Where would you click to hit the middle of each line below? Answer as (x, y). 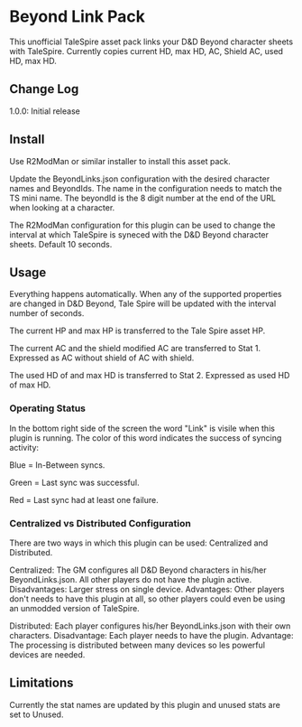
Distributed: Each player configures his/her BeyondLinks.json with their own (150, 626)
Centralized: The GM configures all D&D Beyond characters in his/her (138, 570)
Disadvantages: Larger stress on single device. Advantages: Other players (147, 589)
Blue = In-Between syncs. (57, 465)
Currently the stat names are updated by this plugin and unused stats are (145, 704)
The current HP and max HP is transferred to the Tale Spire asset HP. (137, 331)
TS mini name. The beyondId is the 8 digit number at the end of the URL (143, 198)
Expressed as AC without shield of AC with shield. (102, 358)
